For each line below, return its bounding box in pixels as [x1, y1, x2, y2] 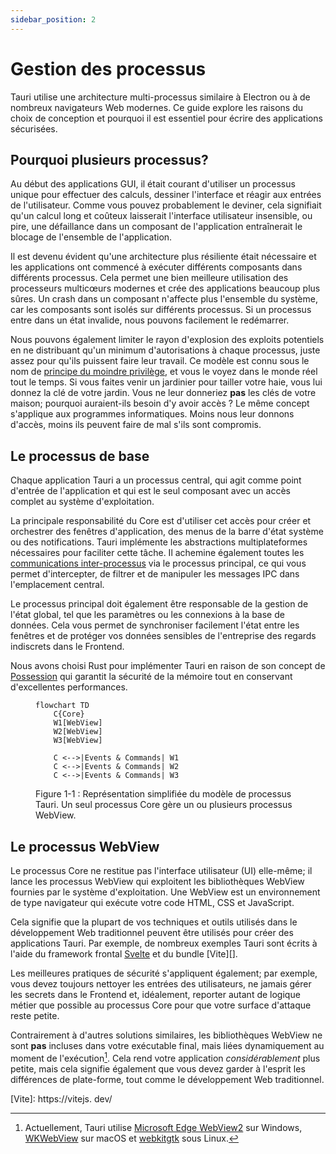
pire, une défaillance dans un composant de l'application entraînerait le [10, 221, 303, 233]
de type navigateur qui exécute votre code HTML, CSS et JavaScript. [10, 897, 295, 908]
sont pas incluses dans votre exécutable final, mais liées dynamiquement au [10, 1040, 325, 1051]
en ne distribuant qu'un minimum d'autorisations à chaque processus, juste [10, 344, 321, 356]
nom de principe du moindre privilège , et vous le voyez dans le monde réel [10, 366, 318, 378]
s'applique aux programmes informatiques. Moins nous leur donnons [10, 408, 295, 420]
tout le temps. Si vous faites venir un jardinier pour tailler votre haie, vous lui [10, 376, 323, 388]
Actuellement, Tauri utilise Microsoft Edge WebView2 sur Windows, [24, 1121, 303, 1133]
